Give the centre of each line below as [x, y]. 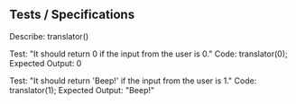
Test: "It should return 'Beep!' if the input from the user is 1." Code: [133, 81]
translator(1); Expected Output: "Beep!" [82, 90]
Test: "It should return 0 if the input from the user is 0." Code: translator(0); [148, 54]
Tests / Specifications [72, 15]
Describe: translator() [49, 36]
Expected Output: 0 [46, 63]
